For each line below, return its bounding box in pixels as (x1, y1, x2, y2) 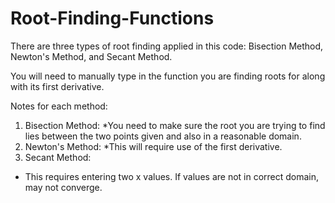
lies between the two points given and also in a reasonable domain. (24, 130, 302, 142)
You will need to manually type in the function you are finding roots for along (10, 70, 326, 82)
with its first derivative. (10, 80, 105, 92)
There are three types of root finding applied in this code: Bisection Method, (10, 40, 324, 52)
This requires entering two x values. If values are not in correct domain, (24, 170, 320, 182)
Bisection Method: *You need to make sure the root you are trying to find (24, 119, 326, 131)
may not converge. (24, 181, 103, 193)
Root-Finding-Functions (10, 7, 215, 30)
